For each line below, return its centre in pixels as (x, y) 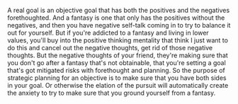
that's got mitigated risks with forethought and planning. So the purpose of (116, 70)
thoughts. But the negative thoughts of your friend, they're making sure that (118, 55)
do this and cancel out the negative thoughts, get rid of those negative (110, 48)
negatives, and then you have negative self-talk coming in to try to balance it (119, 25)
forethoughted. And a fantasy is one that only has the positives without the (116, 18)
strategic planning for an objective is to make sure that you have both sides (117, 78)
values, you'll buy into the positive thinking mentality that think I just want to (118, 40)
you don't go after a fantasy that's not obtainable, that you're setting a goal (117, 63)
